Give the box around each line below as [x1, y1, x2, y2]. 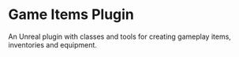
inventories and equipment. [8, 40, 97, 49]
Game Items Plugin [8, 6, 134, 24]
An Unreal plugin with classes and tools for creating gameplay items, [8, 32, 231, 41]
